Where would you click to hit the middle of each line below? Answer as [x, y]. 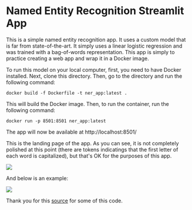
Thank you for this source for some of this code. [65, 201]
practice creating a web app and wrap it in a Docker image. [78, 58]
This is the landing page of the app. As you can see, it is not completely [92, 143]
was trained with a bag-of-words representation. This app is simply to [90, 52]
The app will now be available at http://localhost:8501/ [71, 132]
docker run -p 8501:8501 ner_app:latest [56, 121]
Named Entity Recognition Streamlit [95, 11]
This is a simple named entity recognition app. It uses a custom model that [96, 39]
